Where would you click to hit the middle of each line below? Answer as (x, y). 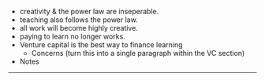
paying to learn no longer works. (73, 36)
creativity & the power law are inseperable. (89, 11)
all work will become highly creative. (78, 28)
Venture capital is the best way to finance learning (101, 45)
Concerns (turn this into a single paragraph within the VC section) (138, 53)
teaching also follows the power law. (78, 20)
